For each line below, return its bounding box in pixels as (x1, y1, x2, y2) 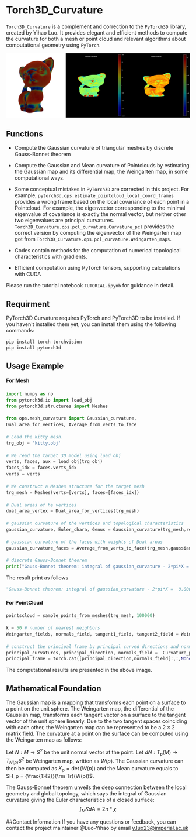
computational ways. (14, 174, 65, 181)
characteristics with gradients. (14, 253, 87, 260)
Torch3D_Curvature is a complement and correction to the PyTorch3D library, (6, 23, 187, 30)
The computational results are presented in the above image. (6, 667, 153, 674)
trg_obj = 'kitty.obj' (6, 440, 61, 446)
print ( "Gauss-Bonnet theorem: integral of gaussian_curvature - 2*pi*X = (6, 564, 190, 570)
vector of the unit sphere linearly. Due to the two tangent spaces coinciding (6, 718, 188, 725)
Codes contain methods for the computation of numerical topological (14, 247, 181, 254)
